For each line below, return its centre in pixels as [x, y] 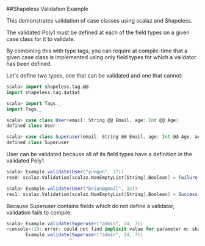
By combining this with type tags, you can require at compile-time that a [97, 51]
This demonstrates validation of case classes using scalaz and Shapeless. [99, 20]
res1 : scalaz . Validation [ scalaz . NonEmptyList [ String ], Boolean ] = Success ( [103, 194]
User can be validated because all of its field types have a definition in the [99, 154]
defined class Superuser [38, 143]
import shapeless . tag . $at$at [43, 92]
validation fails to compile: [39, 212]
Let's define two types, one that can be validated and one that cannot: [95, 75]
